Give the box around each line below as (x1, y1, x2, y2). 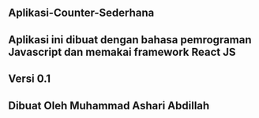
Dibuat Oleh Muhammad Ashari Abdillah (8, 98, 210, 112)
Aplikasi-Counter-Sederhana (8, 6, 155, 20)
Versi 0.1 (8, 72, 51, 86)
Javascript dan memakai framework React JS (8, 45, 236, 58)
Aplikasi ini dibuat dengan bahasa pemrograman (8, 33, 252, 46)
